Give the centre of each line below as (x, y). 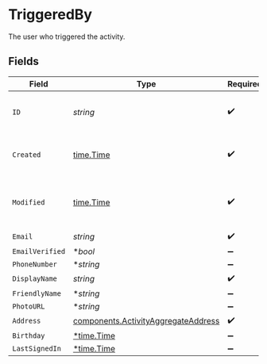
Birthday (29, 335)
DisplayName (35, 279)
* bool (84, 251)
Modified (29, 202)
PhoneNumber (35, 264)
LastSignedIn (37, 348)
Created (27, 155)
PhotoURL (29, 306)
